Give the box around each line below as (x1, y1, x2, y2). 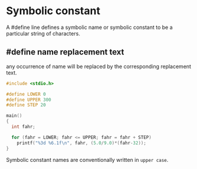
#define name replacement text (6, 47, 124, 57)
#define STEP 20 (6, 102, 46, 108)
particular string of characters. (6, 30, 81, 37)
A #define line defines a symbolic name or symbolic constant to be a (6, 24, 173, 31)
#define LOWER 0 (6, 91, 46, 97)
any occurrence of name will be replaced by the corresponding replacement (6, 63, 192, 70)
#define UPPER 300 (6, 96, 51, 103)
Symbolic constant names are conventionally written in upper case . (6, 156, 169, 163)
